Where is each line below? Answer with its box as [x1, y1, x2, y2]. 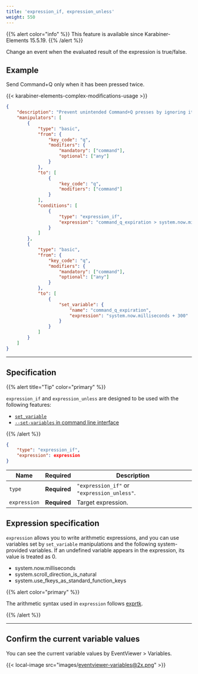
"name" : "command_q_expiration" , [69, 307, 151, 313]
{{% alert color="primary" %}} [6, 588, 80, 595]
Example [6, 65, 39, 75]
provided [6, 546, 28, 553]
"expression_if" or [76, 481, 130, 490]
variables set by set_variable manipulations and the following [6, 540, 157, 547]
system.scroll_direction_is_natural [14, 571, 97, 578]
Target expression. [76, 498, 128, 506]
